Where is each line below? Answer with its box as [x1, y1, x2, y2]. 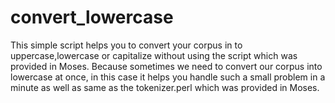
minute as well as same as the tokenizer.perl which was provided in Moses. [10, 81, 320, 93]
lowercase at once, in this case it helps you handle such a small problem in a [10, 71, 326, 83]
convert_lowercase [10, 6, 174, 29]
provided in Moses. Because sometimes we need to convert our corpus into [10, 60, 323, 72]
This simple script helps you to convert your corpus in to [10, 39, 243, 51]
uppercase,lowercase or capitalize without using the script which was [10, 49, 298, 61]
